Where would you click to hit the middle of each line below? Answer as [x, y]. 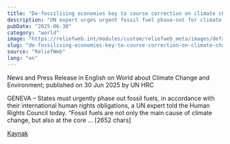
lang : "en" [23, 58]
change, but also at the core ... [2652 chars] [69, 120]
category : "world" [33, 33]
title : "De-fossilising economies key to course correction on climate [111, 13]
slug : [15, 45]
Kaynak [18, 133]
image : [16, 39]
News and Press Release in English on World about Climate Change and [108, 77]
